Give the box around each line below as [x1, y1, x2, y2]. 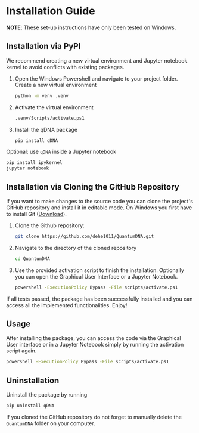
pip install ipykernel [6, 160, 63, 166]
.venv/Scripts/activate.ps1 [14, 115, 85, 121]
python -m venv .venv [14, 92, 69, 99]
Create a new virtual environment [14, 81, 97, 88]
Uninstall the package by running [6, 391, 88, 398]
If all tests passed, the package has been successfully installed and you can [6, 295, 193, 302]
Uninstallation [6, 375, 60, 385]
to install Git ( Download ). [6, 210, 67, 217]
